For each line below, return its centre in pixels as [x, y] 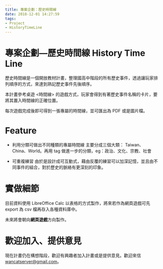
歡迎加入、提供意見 [43, 241]
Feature [21, 131]
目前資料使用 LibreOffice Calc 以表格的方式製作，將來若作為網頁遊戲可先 [78, 203]
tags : [10, 18]
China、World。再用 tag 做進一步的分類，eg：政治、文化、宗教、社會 [82, 151]
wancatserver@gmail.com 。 [33, 261]
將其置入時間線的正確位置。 [33, 101]
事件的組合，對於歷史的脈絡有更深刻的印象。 [61, 167]
